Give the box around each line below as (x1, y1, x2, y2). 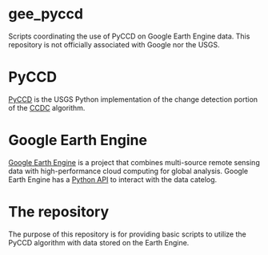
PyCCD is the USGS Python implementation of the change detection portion (8, 94, 258, 104)
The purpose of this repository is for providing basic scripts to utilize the (8, 229, 246, 239)
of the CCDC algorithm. (8, 103, 86, 112)
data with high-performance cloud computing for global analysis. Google (8, 166, 249, 176)
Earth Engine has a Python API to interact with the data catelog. (8, 174, 218, 184)
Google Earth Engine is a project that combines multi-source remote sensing (8, 157, 260, 167)
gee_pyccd (8, 5, 84, 23)
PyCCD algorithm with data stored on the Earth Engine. (8, 237, 190, 247)
